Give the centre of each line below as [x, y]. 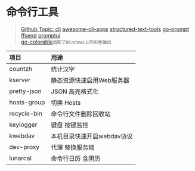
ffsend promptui [41, 35]
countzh [21, 69]
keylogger [23, 125]
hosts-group [27, 102]
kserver [20, 80]
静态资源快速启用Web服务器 [90, 80]
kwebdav [22, 136]
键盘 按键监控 [69, 125]
